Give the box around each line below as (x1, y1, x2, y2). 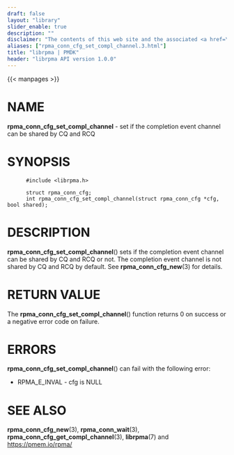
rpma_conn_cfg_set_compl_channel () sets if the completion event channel (7, 247, 224, 256)
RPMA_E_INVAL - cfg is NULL (17, 378, 102, 387)
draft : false (7, 10, 45, 17)
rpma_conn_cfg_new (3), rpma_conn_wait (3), (7, 426, 140, 434)
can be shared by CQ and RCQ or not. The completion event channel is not (7, 255, 221, 263)
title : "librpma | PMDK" (7, 49, 79, 56)
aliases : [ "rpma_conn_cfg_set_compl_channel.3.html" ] (7, 43, 167, 49)
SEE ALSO (7, 402, 67, 418)
